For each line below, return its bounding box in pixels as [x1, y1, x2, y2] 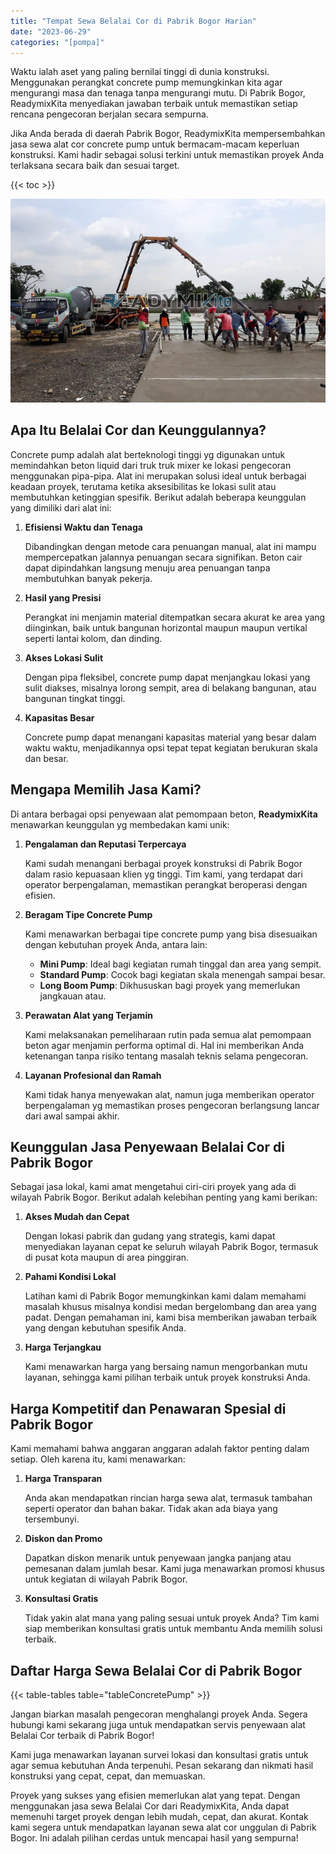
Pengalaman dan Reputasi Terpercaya [24, 838, 187, 850]
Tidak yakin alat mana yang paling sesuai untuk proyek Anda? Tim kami [24, 1612, 320, 1624]
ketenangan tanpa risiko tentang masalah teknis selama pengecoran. [24, 1050, 309, 1062]
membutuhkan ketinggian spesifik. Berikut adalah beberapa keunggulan [10, 491, 307, 503]
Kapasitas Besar [24, 711, 95, 724]
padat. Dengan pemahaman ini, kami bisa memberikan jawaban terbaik [24, 1311, 318, 1324]
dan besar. [24, 752, 69, 764]
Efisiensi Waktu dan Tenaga [24, 521, 143, 533]
